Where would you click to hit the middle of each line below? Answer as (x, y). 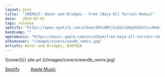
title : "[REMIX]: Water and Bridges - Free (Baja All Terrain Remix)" (80, 14)
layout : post (18, 10)
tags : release (20, 23)
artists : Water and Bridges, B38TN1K (44, 46)
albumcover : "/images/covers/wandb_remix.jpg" (54, 41)
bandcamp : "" (18, 32)
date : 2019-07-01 (25, 19)
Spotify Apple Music (30, 69)
